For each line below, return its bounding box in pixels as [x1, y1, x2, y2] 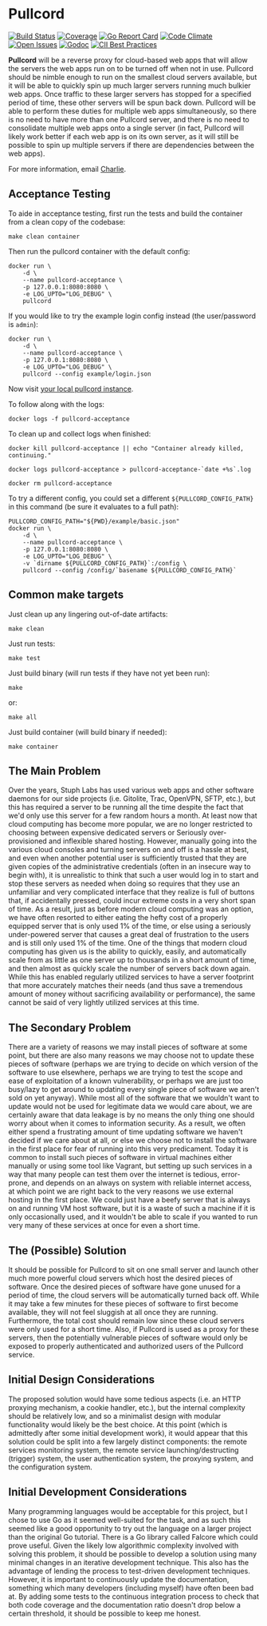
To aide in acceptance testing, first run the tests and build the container [8, 209, 243, 218]
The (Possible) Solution [8, 1244, 127, 1257]
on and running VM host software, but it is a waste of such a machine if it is [8, 1204, 256, 1214]
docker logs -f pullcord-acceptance [8, 415, 130, 423]
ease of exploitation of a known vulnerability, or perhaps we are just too [8, 1076, 244, 1086]
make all [8, 713, 37, 721]
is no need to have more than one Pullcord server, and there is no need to [8, 114, 249, 124]
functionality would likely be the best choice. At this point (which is [8, 1420, 228, 1429]
